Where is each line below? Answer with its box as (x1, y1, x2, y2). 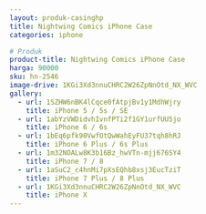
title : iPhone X (26, 190, 88, 200)
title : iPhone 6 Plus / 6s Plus (26, 140, 149, 149)
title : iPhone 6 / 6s (26, 123, 108, 132)
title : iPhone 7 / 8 (26, 157, 104, 166)
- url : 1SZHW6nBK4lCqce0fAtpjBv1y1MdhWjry (17, 97, 181, 107)
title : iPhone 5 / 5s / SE (26, 106, 129, 115)
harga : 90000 (9, 64, 59, 73)
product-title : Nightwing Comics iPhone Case (9, 56, 185, 65)
